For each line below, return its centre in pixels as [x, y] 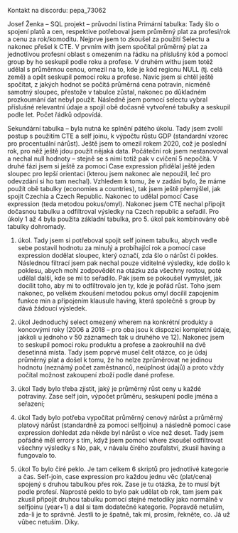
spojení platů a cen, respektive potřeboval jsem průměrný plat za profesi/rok [119, 32]
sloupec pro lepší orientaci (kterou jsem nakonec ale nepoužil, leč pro [109, 174]
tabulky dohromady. [37, 226]
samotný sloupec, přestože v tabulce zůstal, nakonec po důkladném [107, 92]
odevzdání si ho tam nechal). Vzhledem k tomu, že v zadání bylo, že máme [117, 181]
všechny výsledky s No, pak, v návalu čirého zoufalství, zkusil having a [121, 448]
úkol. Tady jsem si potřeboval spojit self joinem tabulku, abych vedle [117, 240]
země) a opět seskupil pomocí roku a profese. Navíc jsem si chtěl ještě [111, 77]
